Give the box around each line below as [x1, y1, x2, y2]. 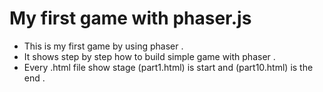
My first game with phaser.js [9, 7, 252, 30]
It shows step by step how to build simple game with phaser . [23, 50, 276, 62]
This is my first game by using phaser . [23, 40, 184, 52]
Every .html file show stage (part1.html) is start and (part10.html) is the [23, 61, 314, 73]
